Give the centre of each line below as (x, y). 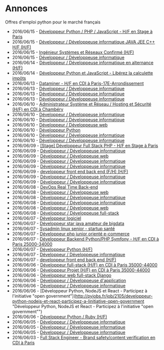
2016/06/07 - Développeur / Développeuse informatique (69, 254)
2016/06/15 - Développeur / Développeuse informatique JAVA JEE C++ (83, 41)
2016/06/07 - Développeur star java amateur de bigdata (68, 223)
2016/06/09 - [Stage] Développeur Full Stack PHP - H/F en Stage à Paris (85, 145)
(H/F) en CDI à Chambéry (38, 109)
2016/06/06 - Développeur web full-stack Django (61, 275)
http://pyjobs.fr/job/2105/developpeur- (114, 296)
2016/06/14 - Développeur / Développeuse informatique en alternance (83, 62)
